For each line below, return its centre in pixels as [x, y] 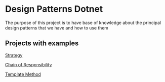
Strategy [14, 55]
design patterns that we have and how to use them [57, 27]
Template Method [23, 74]
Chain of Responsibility [29, 64]
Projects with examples [42, 43]
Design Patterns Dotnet [54, 9]
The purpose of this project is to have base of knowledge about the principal [83, 23]
